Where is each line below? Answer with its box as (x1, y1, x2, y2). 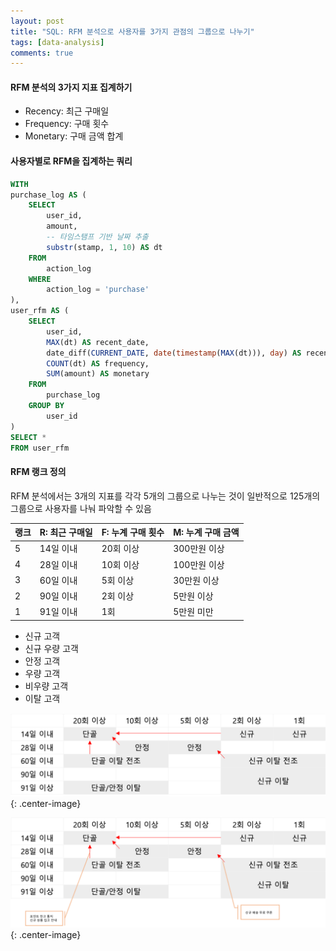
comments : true (10, 48, 74, 58)
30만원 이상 (173, 574, 220, 586)
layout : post (10, 16, 65, 26)
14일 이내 (39, 543, 78, 555)
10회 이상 (101, 558, 140, 570)
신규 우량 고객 (24, 642, 79, 654)
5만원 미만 (173, 606, 214, 618)
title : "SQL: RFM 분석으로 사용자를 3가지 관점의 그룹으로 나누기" (10, 26, 255, 37)
